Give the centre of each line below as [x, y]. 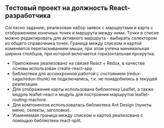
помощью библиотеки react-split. [47, 120]
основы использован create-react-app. [53, 68]
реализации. [25, 84]
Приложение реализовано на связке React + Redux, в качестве [79, 63]
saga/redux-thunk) [31, 78]
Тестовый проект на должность [57, 8]
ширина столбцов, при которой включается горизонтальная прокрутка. [80, 53]
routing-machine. [30, 100]
